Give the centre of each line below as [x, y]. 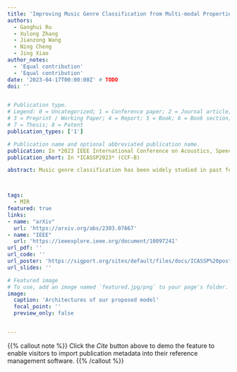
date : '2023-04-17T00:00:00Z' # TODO [63, 80]
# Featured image [33, 280]
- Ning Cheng [33, 47]
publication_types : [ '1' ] [45, 132]
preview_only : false [44, 313]
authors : [20, 21]
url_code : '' [26, 255]
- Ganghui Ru [33, 27]
